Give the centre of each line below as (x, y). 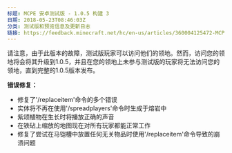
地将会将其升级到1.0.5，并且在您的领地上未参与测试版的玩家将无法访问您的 (113, 62)
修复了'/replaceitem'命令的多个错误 (67, 100)
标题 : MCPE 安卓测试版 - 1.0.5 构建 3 (58, 13)
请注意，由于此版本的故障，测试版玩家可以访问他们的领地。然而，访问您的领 (116, 53)
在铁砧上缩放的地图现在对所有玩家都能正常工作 (84, 125)
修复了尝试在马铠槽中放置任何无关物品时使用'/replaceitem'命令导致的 (115, 134)
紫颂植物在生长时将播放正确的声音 (66, 117)
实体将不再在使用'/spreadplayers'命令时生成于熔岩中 (92, 108)
